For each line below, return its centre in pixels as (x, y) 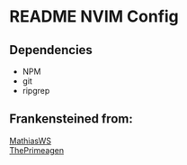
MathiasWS (31, 141)
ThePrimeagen (37, 150)
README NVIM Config (94, 17)
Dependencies (51, 50)
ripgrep (36, 91)
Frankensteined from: (71, 119)
